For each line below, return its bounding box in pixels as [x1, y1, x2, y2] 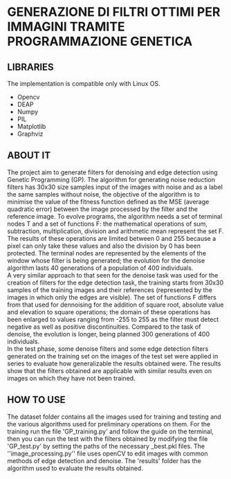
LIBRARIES [7, 61, 54, 73]
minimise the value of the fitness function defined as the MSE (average [7, 197, 210, 206]
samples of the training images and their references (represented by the [7, 285, 213, 294]
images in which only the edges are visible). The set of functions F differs [7, 293, 216, 301]
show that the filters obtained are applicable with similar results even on [7, 366, 212, 374]
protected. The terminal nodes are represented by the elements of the [7, 248, 206, 257]
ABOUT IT [7, 150, 51, 161]
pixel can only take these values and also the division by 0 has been [7, 242, 201, 250]
